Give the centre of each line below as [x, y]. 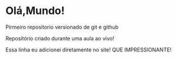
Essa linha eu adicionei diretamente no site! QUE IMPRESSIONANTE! [88, 50]
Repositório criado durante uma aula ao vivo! [60, 38]
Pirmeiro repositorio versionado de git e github [62, 27]
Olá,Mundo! [35, 11]
